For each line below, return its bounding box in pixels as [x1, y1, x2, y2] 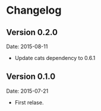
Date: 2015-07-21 [6, 87, 49, 94]
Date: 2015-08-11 [6, 43, 48, 50]
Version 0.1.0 [6, 72, 56, 82]
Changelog [6, 4, 62, 17]
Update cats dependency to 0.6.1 [14, 55, 96, 61]
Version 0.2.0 [6, 27, 58, 37]
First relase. [14, 99, 44, 106]
